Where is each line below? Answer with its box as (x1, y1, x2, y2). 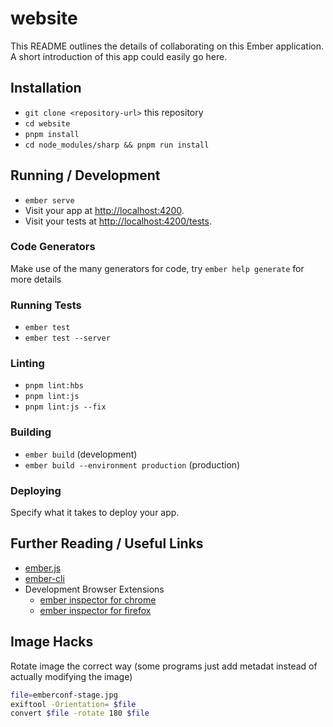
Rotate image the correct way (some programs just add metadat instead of (10, 660, 318, 672)
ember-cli (24, 572, 65, 584)
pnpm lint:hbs (24, 381, 84, 391)
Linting (10, 357, 45, 371)
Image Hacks (10, 633, 94, 651)
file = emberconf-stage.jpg (10, 690, 118, 700)
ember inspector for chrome (39, 593, 157, 606)
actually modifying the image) (10, 670, 133, 682)
